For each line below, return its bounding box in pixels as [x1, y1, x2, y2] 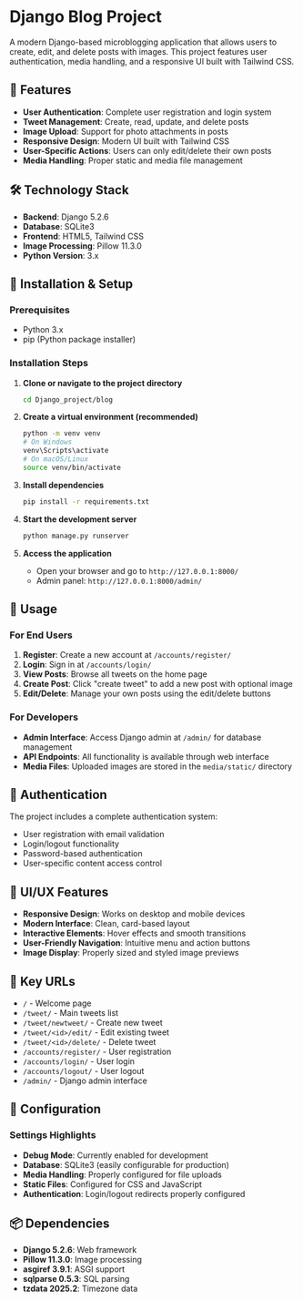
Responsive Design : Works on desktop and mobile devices [22, 908, 246, 919]
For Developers [9, 711, 79, 723]
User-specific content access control [22, 858, 162, 869]
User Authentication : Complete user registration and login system [22, 107, 272, 118]
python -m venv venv [22, 429, 101, 438]
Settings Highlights [9, 1129, 96, 1142]
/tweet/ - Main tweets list [22, 1007, 119, 1018]
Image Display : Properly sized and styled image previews [22, 948, 239, 958]
